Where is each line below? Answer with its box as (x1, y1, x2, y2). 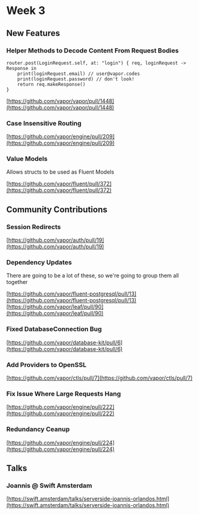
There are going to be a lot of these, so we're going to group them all (6, 272, 180, 279)
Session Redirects (6, 222, 61, 231)
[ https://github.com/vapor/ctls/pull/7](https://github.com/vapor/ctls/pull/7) (6, 374, 193, 382)
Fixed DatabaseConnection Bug (6, 325, 102, 333)
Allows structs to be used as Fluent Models (6, 168, 114, 176)
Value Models (6, 155, 47, 163)
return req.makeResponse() (17, 81, 86, 87)
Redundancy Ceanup (6, 425, 70, 433)
